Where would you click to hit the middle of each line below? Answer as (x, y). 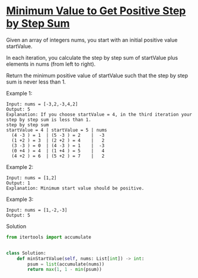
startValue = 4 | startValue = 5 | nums (57, 130)
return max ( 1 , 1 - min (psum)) (65, 270)
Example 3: (20, 199)
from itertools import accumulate (49, 237)
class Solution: (26, 253)
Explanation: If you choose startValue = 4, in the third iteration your (99, 114)
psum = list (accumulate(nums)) (66, 264)
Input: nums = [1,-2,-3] (37, 210)
